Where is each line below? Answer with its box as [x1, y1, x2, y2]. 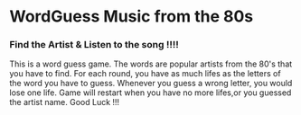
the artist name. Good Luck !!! [9, 97, 120, 108]
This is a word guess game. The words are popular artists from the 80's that [9, 58, 293, 69]
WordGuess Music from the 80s [9, 6, 254, 27]
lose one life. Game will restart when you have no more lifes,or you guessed [9, 87, 292, 98]
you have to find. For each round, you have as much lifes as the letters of [9, 68, 282, 79]
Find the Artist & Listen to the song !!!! [9, 39, 179, 51]
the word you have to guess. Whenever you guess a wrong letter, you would [9, 78, 293, 89]
